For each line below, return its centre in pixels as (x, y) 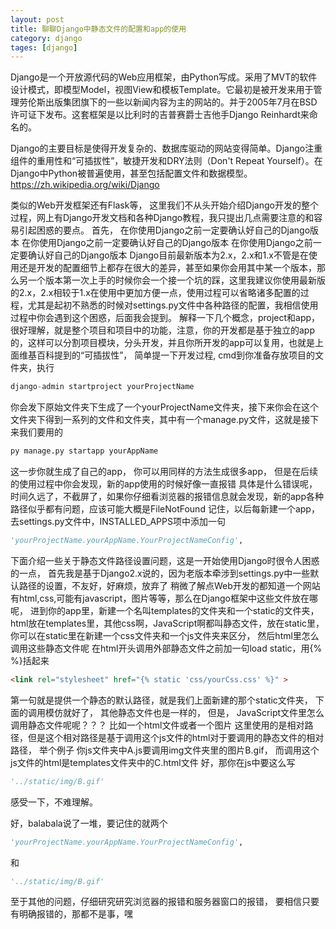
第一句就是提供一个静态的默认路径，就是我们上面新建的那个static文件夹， (161, 700)
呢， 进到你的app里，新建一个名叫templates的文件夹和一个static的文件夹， (165, 610)
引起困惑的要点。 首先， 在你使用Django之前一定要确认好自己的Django (164, 230)
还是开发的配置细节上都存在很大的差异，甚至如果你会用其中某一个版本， (167, 268)
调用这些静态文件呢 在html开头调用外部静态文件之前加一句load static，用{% (166, 648)
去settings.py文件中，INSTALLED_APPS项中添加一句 (118, 521)
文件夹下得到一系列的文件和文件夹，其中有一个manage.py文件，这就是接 (160, 420)
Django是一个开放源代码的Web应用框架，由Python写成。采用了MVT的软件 (164, 77)
